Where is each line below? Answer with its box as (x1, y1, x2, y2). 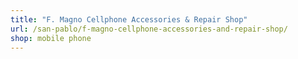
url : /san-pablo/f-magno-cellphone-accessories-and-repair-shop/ (10, 24, 288, 34)
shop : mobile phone (10, 33, 92, 43)
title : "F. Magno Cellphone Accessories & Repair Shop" (10, 14, 248, 25)
